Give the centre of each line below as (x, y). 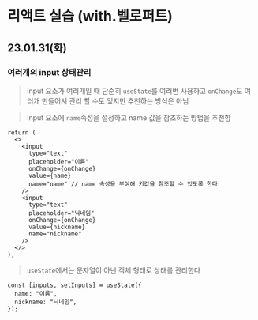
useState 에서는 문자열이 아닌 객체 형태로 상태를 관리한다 (114, 270)
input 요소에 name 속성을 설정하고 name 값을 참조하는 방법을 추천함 (129, 117)
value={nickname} (57, 227)
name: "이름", (36, 293)
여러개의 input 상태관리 (49, 72)
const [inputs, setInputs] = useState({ (75, 285)
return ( (22, 132)
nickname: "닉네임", (46, 302)
